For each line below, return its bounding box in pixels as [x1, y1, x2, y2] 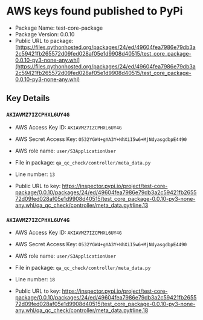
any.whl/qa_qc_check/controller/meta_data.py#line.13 [14, 201, 149, 209]
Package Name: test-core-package [14, 24, 103, 31]
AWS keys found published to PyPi [6, 4, 183, 18]
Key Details [6, 93, 50, 103]
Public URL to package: [14, 37, 74, 44]
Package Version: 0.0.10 [14, 30, 75, 38]
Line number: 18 [14, 275, 56, 282]
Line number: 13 [14, 171, 56, 178]
